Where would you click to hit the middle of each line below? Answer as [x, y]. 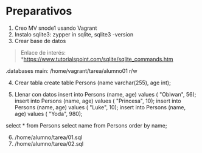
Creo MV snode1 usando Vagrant [56, 28]
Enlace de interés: [43, 52]
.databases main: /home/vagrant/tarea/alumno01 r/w [71, 70]
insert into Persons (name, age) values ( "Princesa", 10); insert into [98, 101]
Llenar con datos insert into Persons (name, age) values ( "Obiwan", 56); [105, 94]
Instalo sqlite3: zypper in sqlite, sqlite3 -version [74, 34]
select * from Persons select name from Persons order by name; [86, 125]
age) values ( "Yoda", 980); [48, 114]
